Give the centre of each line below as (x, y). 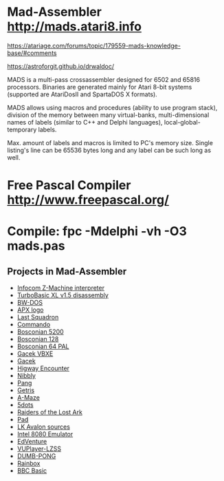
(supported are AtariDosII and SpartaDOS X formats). (82, 94)
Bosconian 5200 (40, 332)
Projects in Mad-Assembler (67, 271)
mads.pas (36, 246)
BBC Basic (32, 471)
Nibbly (26, 376)
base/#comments (32, 53)
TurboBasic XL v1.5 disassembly (63, 295)
